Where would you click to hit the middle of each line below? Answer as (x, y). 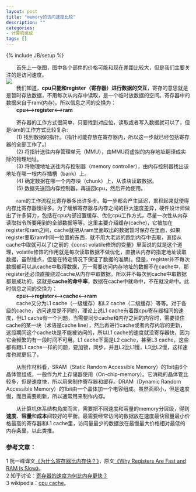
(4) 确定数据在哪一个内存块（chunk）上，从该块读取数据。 (87, 181)
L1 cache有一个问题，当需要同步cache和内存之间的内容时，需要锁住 (103, 318)
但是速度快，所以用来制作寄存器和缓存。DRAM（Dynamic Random (101, 382)
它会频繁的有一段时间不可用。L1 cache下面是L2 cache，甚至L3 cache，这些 (98, 340)
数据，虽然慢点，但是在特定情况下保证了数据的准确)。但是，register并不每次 (98, 259)
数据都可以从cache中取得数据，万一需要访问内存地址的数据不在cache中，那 (97, 266)
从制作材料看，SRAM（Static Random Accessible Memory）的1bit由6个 (102, 367)
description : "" (26, 22)
